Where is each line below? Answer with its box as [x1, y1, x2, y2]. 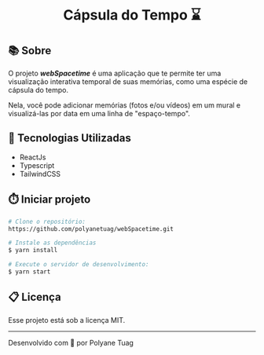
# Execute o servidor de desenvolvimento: [8, 261, 149, 269]
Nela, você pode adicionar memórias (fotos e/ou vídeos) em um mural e [8, 101, 241, 110]
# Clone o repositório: [8, 218, 86, 225]
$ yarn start [8, 268, 51, 276]
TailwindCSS [19, 169, 61, 178]
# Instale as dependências [8, 239, 97, 247]
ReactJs [19, 152, 46, 162]
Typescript [19, 160, 55, 170]
